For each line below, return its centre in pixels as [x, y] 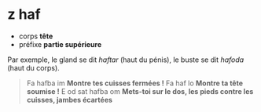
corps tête [36, 36]
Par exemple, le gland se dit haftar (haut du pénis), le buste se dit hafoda [126, 60]
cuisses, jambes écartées [70, 99]
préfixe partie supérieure [60, 44]
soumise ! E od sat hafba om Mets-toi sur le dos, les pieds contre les [140, 91]
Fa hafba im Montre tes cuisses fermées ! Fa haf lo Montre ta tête [135, 83]
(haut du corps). [33, 67]
